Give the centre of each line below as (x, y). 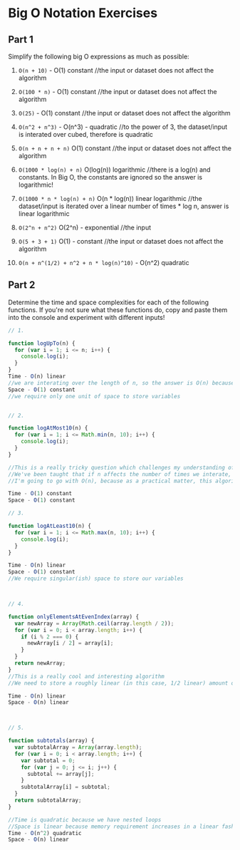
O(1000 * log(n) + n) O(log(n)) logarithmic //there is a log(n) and (114, 170)
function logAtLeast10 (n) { (50, 526)
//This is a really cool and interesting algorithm (86, 676)
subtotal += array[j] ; (61, 774)
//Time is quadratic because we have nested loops (85, 820)
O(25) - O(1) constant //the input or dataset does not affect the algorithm (124, 113)
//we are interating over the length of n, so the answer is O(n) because (121, 383)
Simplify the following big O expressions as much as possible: (99, 56)
